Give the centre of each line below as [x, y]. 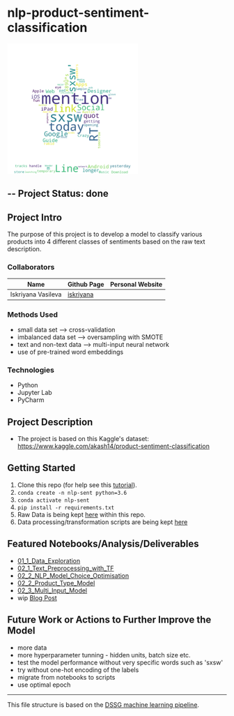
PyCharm [31, 400]
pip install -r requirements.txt [66, 507]
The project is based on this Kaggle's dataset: [83, 439]
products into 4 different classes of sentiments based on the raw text [106, 241]
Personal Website [136, 284]
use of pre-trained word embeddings [70, 352]
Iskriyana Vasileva [36, 294]
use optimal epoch [44, 685]
